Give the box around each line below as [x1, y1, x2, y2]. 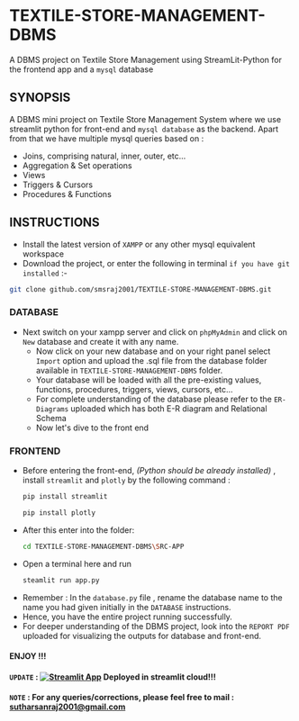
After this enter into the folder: [22, 524, 135, 536]
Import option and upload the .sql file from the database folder [35, 355, 267, 365]
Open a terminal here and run [22, 558, 132, 569]
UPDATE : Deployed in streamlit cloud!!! [9, 671, 216, 682]
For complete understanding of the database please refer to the [35, 393, 272, 404]
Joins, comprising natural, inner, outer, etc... [22, 150, 186, 161]
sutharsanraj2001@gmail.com [9, 701, 126, 712]
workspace [22, 248, 65, 259]
